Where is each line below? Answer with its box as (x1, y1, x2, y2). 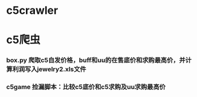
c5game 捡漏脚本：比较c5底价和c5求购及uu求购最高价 (6, 83, 166, 91)
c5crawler (6, 4, 58, 17)
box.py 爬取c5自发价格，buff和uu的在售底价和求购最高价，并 (6, 56, 186, 64)
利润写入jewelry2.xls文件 (12, 65, 86, 74)
